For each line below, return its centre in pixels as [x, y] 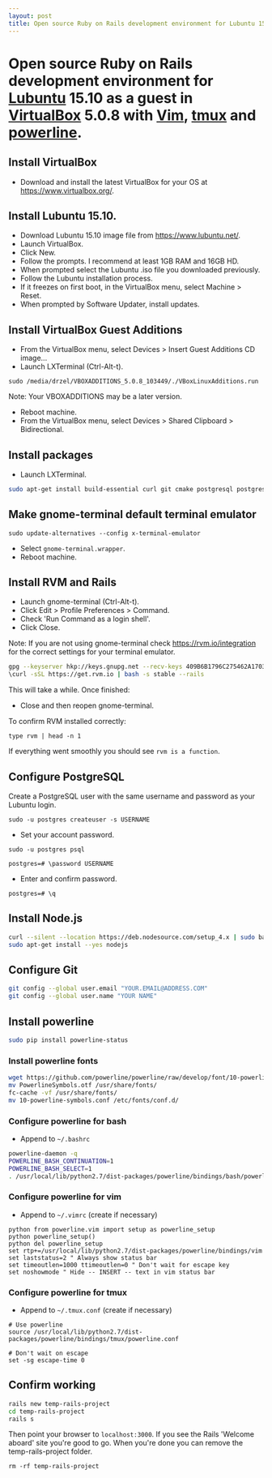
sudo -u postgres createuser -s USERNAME [79, 820]
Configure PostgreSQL [66, 776]
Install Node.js [46, 918]
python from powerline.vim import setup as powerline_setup [112, 1229]
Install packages [51, 455]
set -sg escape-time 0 [47, 1360]
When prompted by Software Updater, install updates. [110, 304]
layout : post [30, 16]
